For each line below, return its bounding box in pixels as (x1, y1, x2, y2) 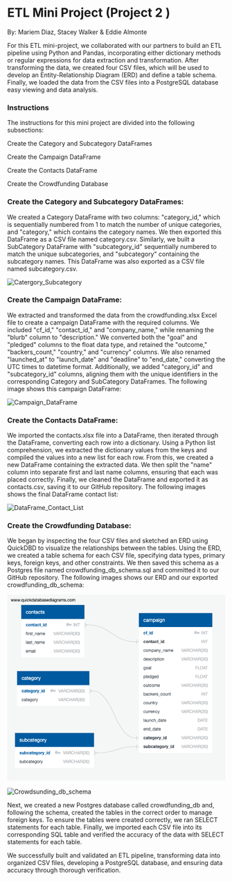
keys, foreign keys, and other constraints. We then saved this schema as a (7, 558, 220, 567)
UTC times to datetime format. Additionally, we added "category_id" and (7, 362, 213, 370)
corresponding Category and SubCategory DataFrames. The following (7, 377, 208, 386)
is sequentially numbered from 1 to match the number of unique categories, (7, 220, 222, 228)
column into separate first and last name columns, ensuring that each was (7, 468, 218, 477)
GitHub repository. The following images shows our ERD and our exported (7, 574, 218, 582)
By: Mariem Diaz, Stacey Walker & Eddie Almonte (7, 28, 148, 36)
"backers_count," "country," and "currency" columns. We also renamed (7, 348, 211, 356)
